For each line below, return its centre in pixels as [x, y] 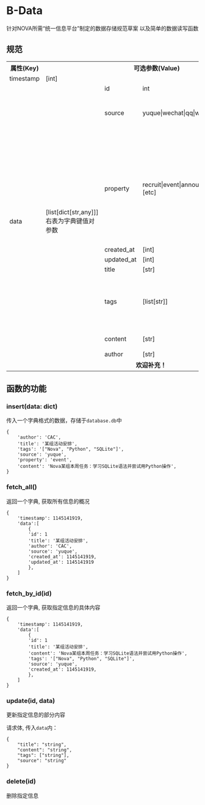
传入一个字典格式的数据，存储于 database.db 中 [64, 421]
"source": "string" [42, 761]
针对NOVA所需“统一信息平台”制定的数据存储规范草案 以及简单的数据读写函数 [103, 28]
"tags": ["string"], [43, 756]
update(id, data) [31, 701]
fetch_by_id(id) [29, 593]
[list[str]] [155, 301]
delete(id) [21, 781]
